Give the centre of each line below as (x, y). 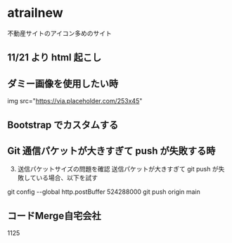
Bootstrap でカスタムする (63, 125)
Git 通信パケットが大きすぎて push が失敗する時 (111, 151)
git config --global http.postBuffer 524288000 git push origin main (104, 192)
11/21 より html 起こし (54, 58)
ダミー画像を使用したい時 (63, 83)
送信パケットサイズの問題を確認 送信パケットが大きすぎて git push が (118, 169)
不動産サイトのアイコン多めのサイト (60, 33)
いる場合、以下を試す (67, 178)
